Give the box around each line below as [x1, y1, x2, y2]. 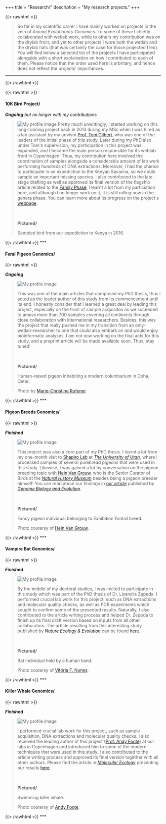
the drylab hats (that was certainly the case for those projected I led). [17, 45, 159, 50]
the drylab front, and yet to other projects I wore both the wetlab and [17, 39, 157, 45]
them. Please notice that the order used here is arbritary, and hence [17, 60, 156, 66]
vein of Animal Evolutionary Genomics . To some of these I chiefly [17, 29, 151, 34]
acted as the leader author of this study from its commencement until [17, 296, 159, 302]
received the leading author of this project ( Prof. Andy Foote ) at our [17, 738, 155, 745]
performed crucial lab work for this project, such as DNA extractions [17, 596, 157, 602]
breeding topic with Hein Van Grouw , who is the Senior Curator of [17, 470, 151, 476]
